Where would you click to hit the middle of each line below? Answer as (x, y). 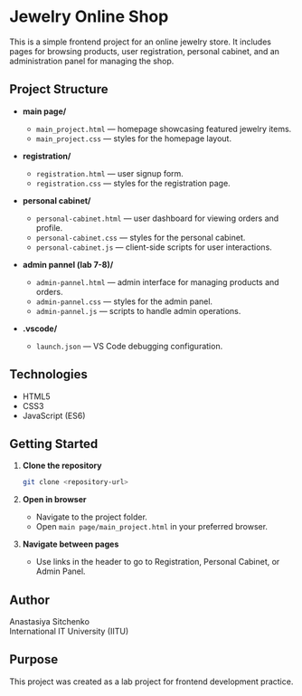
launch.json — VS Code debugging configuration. (129, 346)
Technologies (49, 374)
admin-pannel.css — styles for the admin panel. (124, 301)
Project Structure (59, 89)
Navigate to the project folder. (91, 517)
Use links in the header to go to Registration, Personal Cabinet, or (158, 562)
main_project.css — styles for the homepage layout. (134, 138)
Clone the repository (62, 466)
